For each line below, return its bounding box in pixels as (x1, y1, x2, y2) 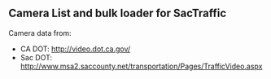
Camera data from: (8, 28, 72, 37)
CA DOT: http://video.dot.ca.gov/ (20, 44, 131, 54)
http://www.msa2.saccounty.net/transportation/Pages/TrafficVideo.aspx (20, 61, 263, 71)
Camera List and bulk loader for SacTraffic (8, 7, 227, 20)
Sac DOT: (20, 52, 53, 62)
